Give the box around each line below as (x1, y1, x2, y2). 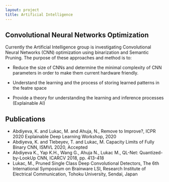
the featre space (12, 85, 47, 91)
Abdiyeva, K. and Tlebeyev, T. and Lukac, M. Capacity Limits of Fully (12, 139, 155, 145)
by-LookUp (12, 155, 36, 161)
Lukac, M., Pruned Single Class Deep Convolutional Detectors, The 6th (12, 160, 159, 166)
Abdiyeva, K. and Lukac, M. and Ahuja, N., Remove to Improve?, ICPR (12, 128, 156, 134)
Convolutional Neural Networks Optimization (5, 31, 149, 39)
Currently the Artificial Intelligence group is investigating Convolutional (5, 44, 152, 50)
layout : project (5, 7, 39, 13)
